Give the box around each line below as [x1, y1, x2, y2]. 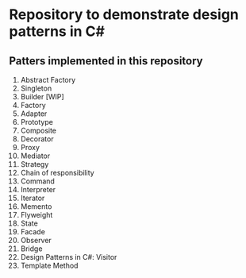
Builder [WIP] [20, 92, 64, 101]
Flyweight [20, 210, 53, 219]
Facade [20, 227, 46, 236]
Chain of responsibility [20, 168, 94, 177]
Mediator [20, 151, 51, 160]
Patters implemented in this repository [9, 54, 203, 68]
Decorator [20, 134, 54, 144]
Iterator [20, 193, 45, 203]
